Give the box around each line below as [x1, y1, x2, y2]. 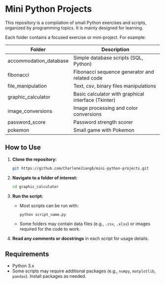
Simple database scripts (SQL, [73, 54, 143, 61]
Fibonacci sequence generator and [73, 68, 154, 75]
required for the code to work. [19, 226, 81, 232]
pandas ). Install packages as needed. [12, 273, 86, 279]
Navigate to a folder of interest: [12, 175, 78, 181]
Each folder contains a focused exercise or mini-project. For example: [5, 34, 146, 40]
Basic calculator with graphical [73, 90, 144, 97]
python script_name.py [19, 212, 66, 217]
